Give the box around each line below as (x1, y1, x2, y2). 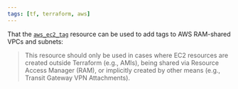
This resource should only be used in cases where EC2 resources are (24, 51, 229, 59)
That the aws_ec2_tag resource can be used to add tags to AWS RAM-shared (7, 30, 231, 38)
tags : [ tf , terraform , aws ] (7, 10, 91, 18)
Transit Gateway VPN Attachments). (24, 73, 130, 82)
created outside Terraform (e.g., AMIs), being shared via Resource (24, 58, 219, 67)
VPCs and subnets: (7, 37, 64, 46)
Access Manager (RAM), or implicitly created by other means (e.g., (24, 66, 221, 74)
